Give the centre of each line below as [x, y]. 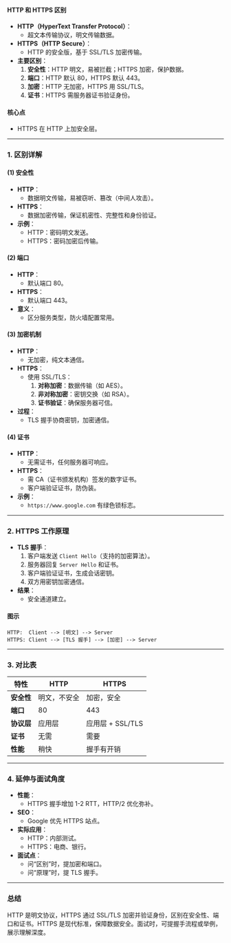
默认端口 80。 [47, 283]
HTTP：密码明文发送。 [60, 232]
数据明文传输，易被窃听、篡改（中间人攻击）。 [92, 198]
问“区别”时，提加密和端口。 [66, 864]
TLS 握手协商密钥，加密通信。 [70, 420]
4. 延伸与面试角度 [36, 778]
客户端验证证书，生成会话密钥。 [73, 573]
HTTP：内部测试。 [54, 838]
